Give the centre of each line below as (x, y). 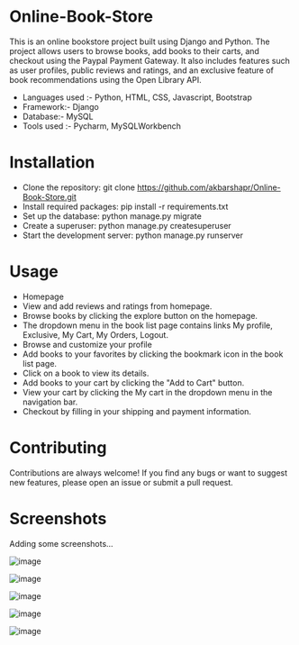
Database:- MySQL (58, 116)
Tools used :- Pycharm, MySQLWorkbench (102, 126)
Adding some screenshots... (62, 543)
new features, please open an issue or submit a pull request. (122, 482)
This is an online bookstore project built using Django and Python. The (140, 41)
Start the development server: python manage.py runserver (132, 235)
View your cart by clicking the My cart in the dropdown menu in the (147, 392)
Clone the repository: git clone (78, 187)
